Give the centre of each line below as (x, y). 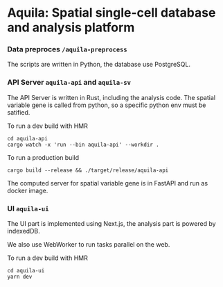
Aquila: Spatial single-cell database (111, 13)
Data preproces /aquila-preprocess (67, 49)
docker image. (28, 190)
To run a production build (43, 157)
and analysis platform (71, 27)
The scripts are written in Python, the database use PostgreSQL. (99, 65)
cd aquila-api (28, 138)
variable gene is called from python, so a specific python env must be (107, 105)
